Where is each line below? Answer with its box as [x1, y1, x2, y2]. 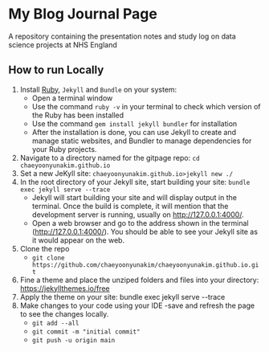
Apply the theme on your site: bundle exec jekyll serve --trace [19, 292, 226, 301]
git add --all [31, 319, 79, 327]
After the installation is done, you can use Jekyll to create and [31, 127, 237, 137]
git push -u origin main [31, 336, 116, 344]
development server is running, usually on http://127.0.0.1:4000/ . [31, 210, 244, 219]
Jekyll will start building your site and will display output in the [31, 192, 237, 202]
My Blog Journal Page [8, 5, 158, 23]
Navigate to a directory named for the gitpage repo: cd [19, 153, 200, 162]
